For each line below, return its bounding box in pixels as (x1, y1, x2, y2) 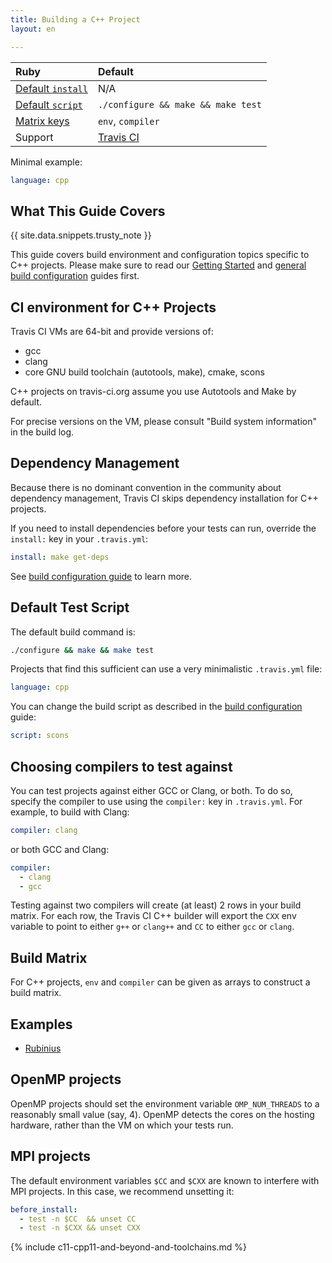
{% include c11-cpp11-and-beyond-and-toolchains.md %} (10, 1241, 247, 1253)
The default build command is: (10, 626, 136, 638)
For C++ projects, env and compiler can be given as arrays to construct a (10, 976, 311, 988)
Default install (15, 81, 88, 95)
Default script (15, 97, 83, 111)
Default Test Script (10, 599, 130, 616)
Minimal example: (10, 156, 83, 168)
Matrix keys (15, 114, 70, 128)
